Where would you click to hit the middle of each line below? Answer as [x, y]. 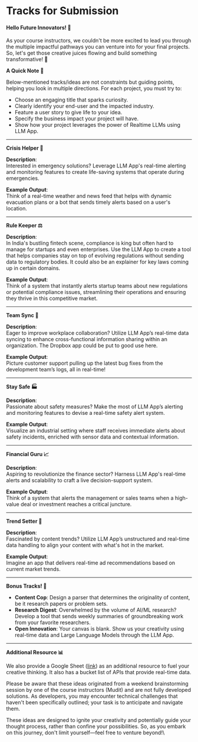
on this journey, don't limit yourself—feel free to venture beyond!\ [85, 733]
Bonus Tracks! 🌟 [27, 586]
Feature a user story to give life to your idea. [68, 113]
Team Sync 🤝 [22, 315]
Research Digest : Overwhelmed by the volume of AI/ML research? [95, 610]
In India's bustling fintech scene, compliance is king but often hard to [90, 243]
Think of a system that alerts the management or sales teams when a [90, 498]
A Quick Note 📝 [25, 71]
